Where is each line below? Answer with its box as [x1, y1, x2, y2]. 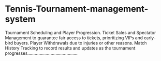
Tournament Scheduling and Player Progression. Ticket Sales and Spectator [5, 30, 156, 35]
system [5, 14, 36, 25]
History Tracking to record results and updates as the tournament [5, 45, 135, 51]
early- [144, 35, 156, 41]
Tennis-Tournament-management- [5, 3, 148, 15]
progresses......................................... [5, 50, 78, 56]
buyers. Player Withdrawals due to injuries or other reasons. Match [14, 40, 147, 46]
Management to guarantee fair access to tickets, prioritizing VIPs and [5, 35, 143, 41]
